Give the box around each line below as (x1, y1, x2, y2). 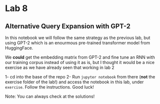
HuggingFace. (5, 45, 33, 51)
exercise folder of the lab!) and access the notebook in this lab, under (5, 79, 144, 85)
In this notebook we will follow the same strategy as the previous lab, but (5, 35, 150, 40)
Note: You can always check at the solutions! (5, 93, 95, 99)
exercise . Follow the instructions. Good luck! (5, 84, 94, 90)
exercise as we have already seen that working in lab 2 (5, 65, 115, 70)
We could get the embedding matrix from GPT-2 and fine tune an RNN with (5, 54, 155, 60)
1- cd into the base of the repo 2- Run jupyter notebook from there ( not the (5, 74, 156, 79)
